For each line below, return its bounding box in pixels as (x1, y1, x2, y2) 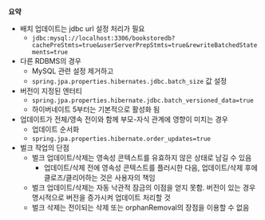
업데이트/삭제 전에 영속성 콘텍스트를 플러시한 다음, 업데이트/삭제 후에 (43, 163, 258, 172)
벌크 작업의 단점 (19, 143, 69, 152)
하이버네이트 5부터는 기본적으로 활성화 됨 (31, 104, 160, 114)
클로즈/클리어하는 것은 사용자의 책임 (43, 173, 156, 182)
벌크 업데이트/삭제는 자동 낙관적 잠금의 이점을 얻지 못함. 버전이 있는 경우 (31, 183, 256, 192)
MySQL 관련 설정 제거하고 (31, 66, 114, 76)
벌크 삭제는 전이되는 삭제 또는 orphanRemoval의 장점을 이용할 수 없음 (31, 202, 250, 212)
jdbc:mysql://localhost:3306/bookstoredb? (31, 34, 176, 42)
